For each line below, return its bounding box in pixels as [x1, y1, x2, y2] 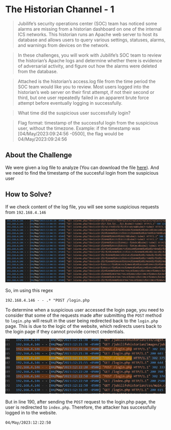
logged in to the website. [5, 410, 58, 416]
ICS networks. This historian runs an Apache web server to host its [17, 31, 158, 37]
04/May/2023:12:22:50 [5, 420, 51, 425]
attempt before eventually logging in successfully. [17, 100, 123, 106]
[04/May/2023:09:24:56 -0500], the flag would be [17, 130, 124, 136]
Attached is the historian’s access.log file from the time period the [17, 78, 156, 84]
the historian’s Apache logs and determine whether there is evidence [17, 57, 162, 63]
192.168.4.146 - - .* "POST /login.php [5, 298, 90, 303]
